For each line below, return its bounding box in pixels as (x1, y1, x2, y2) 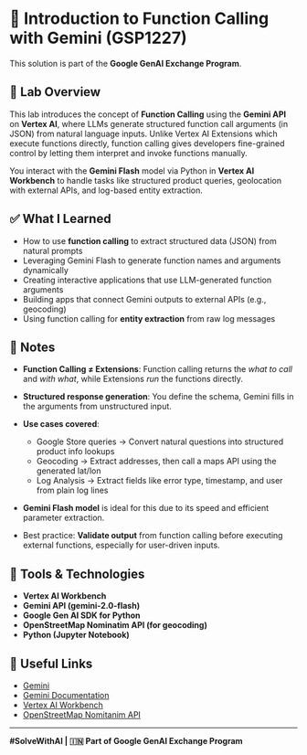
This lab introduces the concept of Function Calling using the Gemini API (9, 109, 287, 120)
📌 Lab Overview (9, 84, 101, 100)
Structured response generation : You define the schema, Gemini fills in (22, 391, 294, 402)
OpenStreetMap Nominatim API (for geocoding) (22, 620, 207, 631)
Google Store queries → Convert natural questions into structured (36, 436, 284, 447)
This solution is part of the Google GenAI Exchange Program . (9, 58, 242, 69)
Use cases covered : (22, 419, 101, 430)
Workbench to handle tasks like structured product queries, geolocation (9, 175, 281, 186)
